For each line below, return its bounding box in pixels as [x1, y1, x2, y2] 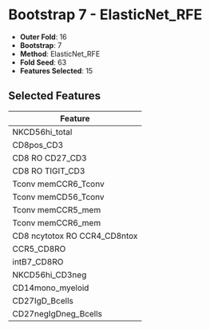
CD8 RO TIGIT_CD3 [12, 165, 85, 177]
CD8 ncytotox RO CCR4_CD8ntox [12, 230, 138, 241]
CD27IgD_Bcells [12, 295, 73, 306]
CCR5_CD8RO [12, 243, 66, 254]
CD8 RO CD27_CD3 [12, 152, 87, 163]
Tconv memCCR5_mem [12, 204, 101, 215]
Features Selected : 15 [19, 66, 93, 75]
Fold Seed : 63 [19, 58, 67, 67]
